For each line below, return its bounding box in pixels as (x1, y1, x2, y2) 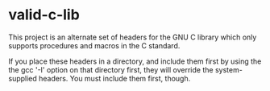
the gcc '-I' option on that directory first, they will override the (8, 64, 214, 74)
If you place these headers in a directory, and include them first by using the (8, 56, 262, 66)
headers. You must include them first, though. (39, 73, 191, 83)
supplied (8, 73, 38, 83)
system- (214, 64, 243, 74)
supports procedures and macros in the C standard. (8, 40, 181, 50)
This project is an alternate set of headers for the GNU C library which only (8, 32, 257, 42)
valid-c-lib (8, 6, 81, 24)
